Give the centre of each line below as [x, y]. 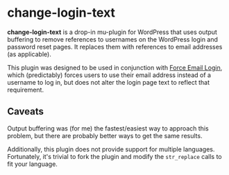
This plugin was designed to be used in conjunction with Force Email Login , [115, 67]
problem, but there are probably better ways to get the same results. [105, 135]
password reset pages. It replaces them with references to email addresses [115, 47]
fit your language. [32, 164]
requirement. [25, 90]
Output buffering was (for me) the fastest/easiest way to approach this [108, 128]
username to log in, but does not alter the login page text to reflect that [109, 82]
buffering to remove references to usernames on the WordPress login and [113, 39]
